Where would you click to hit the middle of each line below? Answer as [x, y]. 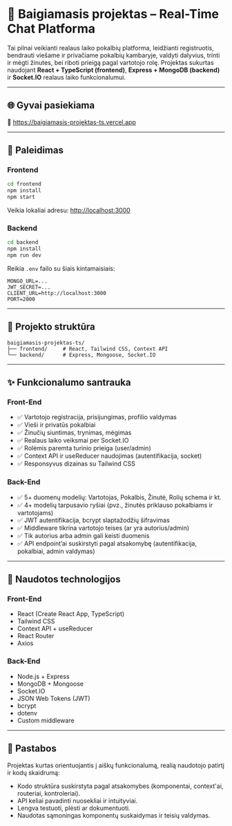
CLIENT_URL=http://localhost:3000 [57, 293]
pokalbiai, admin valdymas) [56, 551]
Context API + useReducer [55, 628]
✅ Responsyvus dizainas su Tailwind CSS [76, 464]
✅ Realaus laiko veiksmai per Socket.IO [73, 441]
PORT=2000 [21, 299]
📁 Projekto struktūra [51, 327]
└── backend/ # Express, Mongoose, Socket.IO [81, 355]
